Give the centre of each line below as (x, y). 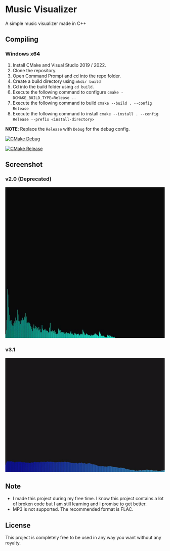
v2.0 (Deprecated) (28, 179)
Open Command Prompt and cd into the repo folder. (67, 76)
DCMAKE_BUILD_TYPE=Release (41, 98)
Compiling (22, 39)
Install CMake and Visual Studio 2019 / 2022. (59, 65)
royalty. (13, 543)
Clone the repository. (34, 70)
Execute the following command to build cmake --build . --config (82, 103)
